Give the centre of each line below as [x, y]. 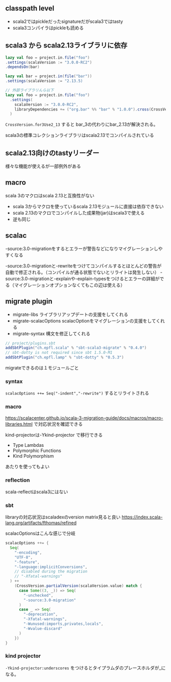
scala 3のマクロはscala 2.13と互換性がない [50, 195]
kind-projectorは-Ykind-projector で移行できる [54, 435]
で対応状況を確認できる [58, 424]
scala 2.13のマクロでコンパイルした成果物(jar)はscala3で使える [79, 213]
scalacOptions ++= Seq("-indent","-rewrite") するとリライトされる [77, 393]
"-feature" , [27, 562]
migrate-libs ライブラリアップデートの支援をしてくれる [70, 314]
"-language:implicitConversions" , [51, 567]
